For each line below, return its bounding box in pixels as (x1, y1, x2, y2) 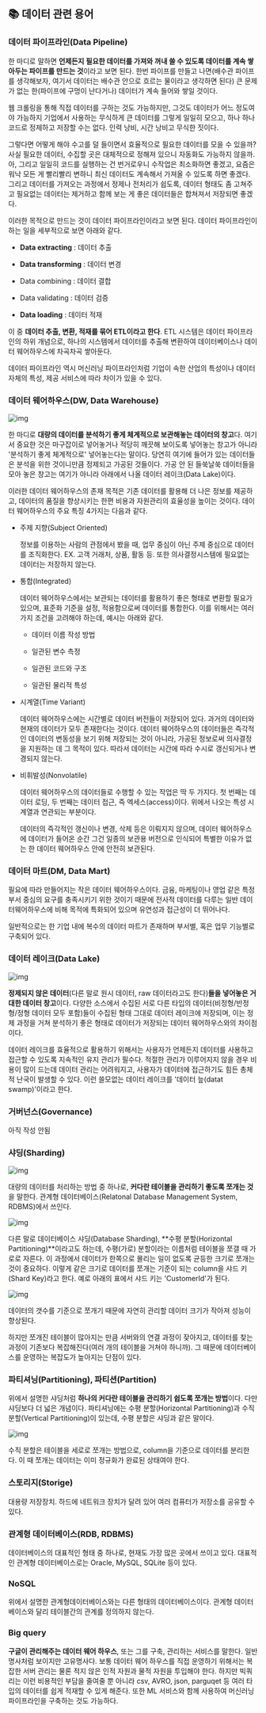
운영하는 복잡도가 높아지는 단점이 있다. (22, 1352, 142, 1362)
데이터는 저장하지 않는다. (19, 559, 97, 569)
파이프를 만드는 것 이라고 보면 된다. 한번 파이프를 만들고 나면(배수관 (28, 66, 234, 75)
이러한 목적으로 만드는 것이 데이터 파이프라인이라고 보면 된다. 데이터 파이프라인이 (8, 216, 258, 225)
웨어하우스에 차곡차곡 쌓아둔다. (16, 346, 112, 356)
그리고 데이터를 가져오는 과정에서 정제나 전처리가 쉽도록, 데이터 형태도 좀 (8, 179, 232, 189)
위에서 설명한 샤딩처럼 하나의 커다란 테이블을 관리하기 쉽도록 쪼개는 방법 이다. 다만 (8, 1394, 258, 1403)
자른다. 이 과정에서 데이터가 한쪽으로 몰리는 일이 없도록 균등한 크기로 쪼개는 (22, 1254, 256, 1264)
